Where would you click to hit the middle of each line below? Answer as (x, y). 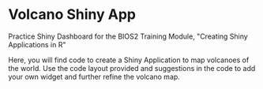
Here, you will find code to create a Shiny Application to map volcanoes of (129, 60)
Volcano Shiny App (72, 15)
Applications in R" (37, 44)
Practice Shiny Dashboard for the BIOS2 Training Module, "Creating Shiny (128, 36)
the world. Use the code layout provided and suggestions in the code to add (132, 68)
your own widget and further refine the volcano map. (94, 76)
